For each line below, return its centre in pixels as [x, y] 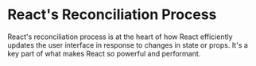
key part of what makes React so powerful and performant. [104, 53]
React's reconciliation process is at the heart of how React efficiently [120, 37]
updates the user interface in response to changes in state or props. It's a [128, 45]
